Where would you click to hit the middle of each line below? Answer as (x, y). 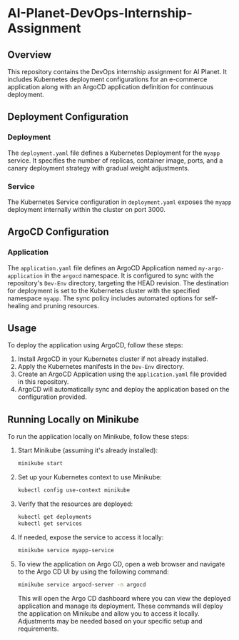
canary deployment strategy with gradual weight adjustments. (98, 168)
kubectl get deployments (55, 517)
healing (19, 305)
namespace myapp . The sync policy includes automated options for (105, 298)
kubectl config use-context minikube (74, 490)
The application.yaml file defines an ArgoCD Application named (102, 268)
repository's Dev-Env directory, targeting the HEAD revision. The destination (118, 283)
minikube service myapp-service (66, 550)
